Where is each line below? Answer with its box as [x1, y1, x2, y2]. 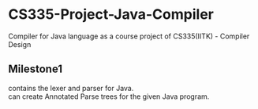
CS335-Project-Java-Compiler [8, 5, 215, 24]
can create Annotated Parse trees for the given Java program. [8, 92, 210, 101]
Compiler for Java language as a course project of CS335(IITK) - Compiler [8, 31, 250, 41]
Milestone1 [8, 63, 63, 76]
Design [8, 39, 32, 49]
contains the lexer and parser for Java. [8, 83, 134, 93]
